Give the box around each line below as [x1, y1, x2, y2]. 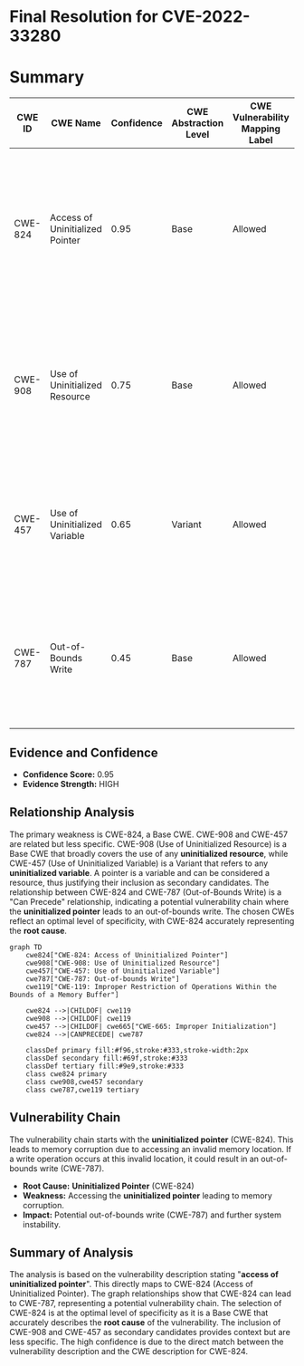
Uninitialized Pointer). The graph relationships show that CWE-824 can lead [9, 1288, 292, 1299]
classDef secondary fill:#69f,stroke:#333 [25, 1053, 188, 1063]
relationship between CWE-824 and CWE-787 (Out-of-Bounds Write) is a [9, 886, 282, 898]
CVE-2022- [161, 6, 251, 27]
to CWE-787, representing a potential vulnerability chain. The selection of [9, 1298, 282, 1309]
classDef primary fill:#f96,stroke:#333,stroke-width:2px [25, 1045, 249, 1054]
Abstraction [171, 117, 224, 130]
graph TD [9, 942, 43, 952]
